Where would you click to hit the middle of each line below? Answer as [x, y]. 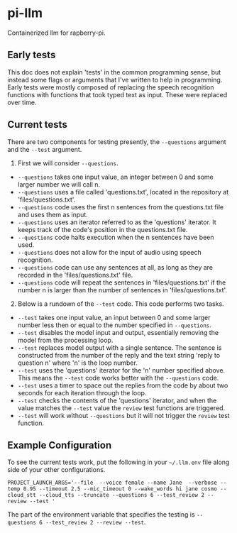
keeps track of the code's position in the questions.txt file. [103, 229]
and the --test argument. [45, 149]
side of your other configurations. [56, 470]
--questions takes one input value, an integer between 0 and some [116, 177]
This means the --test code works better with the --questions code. [118, 378]
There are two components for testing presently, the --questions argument [117, 142]
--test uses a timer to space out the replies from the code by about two [123, 385]
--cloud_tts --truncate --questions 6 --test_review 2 [121, 495]
